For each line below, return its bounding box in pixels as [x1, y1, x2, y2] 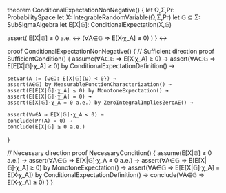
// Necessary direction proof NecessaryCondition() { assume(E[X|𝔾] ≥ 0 [7, 149, 212, 157]
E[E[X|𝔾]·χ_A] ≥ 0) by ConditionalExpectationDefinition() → [7, 62, 175, 70]
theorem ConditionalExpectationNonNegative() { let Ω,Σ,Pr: [7, 6, 175, 14]
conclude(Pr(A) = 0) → [7, 117, 72, 124]
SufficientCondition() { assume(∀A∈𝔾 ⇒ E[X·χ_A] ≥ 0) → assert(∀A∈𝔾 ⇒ [7, 54, 216, 63]
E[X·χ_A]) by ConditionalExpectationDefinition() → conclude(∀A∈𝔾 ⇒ [7, 171, 205, 179]
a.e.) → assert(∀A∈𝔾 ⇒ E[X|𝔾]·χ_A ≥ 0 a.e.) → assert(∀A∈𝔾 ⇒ [7, 156, 187, 164]
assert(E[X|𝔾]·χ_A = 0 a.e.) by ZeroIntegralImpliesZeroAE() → [7, 99, 194, 106]
